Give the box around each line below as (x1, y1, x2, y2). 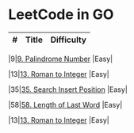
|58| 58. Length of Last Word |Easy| (8, 100, 123, 109)
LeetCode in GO (8, 6, 114, 24)
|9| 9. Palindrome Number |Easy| (8, 54, 113, 63)
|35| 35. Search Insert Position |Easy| (8, 85, 128, 94)
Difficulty (50, 34, 87, 45)
